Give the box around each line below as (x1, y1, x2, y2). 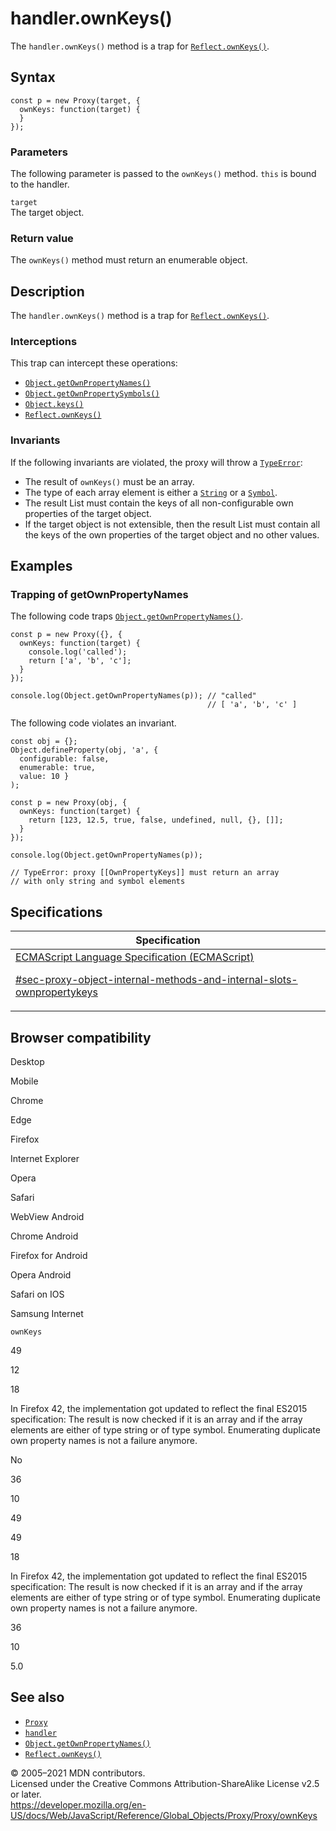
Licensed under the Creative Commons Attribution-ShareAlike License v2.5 (10, 1777, 320, 1789)
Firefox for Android (10, 1250, 88, 1262)
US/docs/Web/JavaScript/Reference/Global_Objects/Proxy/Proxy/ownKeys (10, 1809, 318, 1821)
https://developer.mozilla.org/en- (10, 1798, 147, 1811)
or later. (10, 1788, 42, 1800)
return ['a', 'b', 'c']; (28, 656, 132, 666)
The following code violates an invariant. (10, 717, 177, 729)
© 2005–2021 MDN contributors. (10, 1767, 146, 1779)
